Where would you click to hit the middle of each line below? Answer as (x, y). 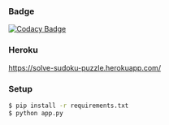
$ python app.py (36, 113)
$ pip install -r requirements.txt (69, 106)
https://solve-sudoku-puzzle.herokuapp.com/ (84, 67)
